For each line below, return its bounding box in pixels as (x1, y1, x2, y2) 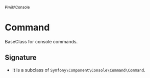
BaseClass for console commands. (5, 38, 78, 44)
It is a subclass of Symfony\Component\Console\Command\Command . (12, 67, 146, 73)
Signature (5, 54, 37, 62)
